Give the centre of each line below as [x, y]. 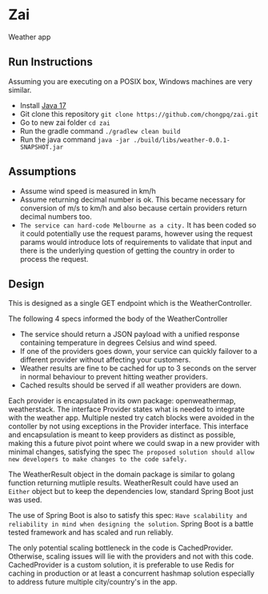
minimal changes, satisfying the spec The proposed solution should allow [131, 452]
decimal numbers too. [56, 216]
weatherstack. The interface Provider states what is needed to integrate [127, 409]
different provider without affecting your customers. [105, 360]
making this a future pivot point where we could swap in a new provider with [134, 443]
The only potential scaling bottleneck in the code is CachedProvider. [121, 548]
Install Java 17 [43, 105]
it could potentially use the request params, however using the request [136, 233]
